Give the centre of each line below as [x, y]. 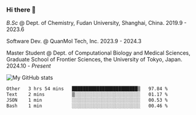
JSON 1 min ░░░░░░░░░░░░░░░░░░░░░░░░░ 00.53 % [87, 100]
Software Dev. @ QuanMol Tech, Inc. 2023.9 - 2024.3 [74, 41]
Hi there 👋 [21, 10]
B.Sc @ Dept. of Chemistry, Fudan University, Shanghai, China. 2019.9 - [97, 23]
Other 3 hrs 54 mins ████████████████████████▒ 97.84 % [87, 89]
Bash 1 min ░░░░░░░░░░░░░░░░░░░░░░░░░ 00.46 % [87, 106]
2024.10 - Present [29, 66]
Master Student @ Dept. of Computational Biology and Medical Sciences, [98, 53]
